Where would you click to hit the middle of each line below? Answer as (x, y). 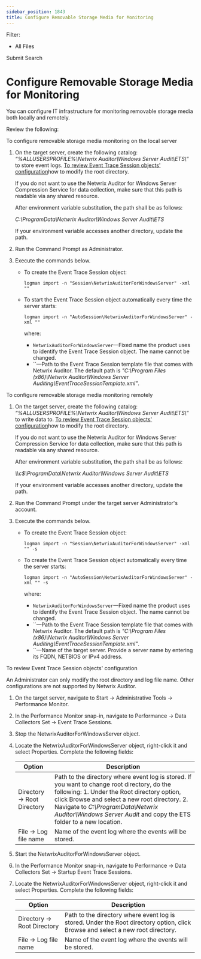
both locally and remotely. (38, 118)
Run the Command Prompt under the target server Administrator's (96, 503)
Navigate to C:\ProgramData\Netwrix (106, 807)
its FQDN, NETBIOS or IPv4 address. (77, 657)
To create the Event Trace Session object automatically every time (105, 560)
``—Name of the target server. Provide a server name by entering (113, 650)
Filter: (13, 34)
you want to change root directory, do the (113, 784)
